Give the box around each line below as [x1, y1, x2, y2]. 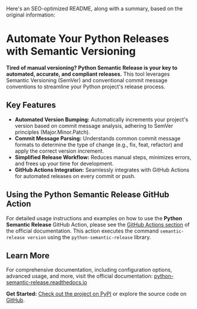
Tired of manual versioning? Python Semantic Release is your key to [6, 64, 178, 71]
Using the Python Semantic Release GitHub [6, 189, 170, 200]
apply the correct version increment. [14, 147, 104, 154]
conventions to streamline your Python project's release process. [6, 83, 166, 90]
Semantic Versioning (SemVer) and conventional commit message [6, 76, 168, 83]
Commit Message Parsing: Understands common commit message [14, 134, 181, 141]
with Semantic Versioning [6, 44, 136, 58]
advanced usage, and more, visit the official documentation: [6, 272, 153, 280]
